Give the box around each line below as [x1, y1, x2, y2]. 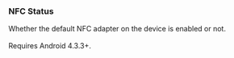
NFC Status [8, 6, 54, 17]
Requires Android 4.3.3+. [8, 41, 91, 51]
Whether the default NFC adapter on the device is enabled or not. [8, 24, 226, 34]
